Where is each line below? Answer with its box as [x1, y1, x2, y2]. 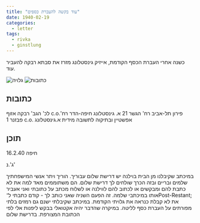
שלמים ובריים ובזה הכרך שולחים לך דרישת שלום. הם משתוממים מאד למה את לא [6, 179, 188, 186]
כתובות [6, 94, 32, 104]
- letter [11, 25, 34, 32]
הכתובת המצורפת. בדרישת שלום [6, 210, 80, 218]
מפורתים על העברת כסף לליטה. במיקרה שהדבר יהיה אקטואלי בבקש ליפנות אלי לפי [6, 204, 192, 211]
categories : [6, 20, 36, 26]
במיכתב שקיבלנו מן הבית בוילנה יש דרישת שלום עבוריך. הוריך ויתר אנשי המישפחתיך [6, 172, 194, 179]
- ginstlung [11, 42, 42, 48]
